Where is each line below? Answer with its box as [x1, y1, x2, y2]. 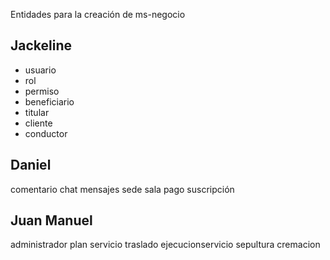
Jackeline [10, 37, 73, 54]
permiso [24, 85, 60, 97]
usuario [24, 64, 57, 76]
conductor [24, 127, 68, 139]
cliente [24, 117, 53, 129]
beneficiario [24, 95, 75, 108]
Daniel [10, 157, 52, 174]
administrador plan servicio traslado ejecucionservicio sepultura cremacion [10, 239, 321, 251]
